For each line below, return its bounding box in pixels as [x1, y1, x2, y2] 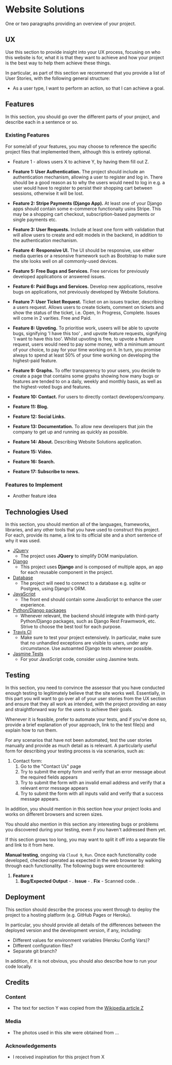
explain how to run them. [5, 727, 58, 733]
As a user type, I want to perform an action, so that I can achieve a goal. [12, 85, 165, 91]
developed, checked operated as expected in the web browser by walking [5, 857, 161, 863]
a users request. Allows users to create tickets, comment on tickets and [12, 304, 164, 310]
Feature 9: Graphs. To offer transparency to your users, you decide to [12, 367, 161, 373]
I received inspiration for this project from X [12, 1054, 105, 1060]
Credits [5, 978, 30, 987]
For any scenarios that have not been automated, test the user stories [5, 737, 152, 743]
